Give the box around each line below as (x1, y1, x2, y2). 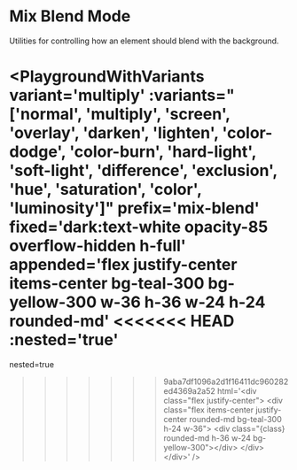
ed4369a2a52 (163, 385, 215, 396)
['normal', (9, 104, 82, 125)
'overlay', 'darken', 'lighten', (9, 123, 219, 143)
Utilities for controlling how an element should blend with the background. (9, 35, 279, 46)
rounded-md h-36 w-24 (163, 432, 251, 443)
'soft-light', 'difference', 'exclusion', (9, 161, 277, 181)
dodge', (9, 142, 66, 162)
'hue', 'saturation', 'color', (9, 180, 202, 200)
